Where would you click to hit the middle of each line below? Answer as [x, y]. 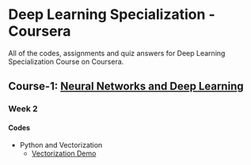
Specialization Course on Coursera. [66, 62]
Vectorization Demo [64, 154]
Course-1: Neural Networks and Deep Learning [126, 86]
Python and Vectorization [61, 145]
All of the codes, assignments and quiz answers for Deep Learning [117, 53]
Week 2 [23, 109]
